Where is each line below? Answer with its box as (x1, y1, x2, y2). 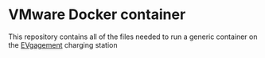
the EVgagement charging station (8, 40, 118, 49)
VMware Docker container (8, 6, 186, 24)
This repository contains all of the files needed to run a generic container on (8, 32, 258, 41)
